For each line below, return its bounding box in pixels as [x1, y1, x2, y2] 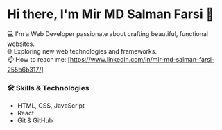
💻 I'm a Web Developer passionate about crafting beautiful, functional [7, 29, 208, 38]
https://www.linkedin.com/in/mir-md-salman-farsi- [69, 55, 215, 63]
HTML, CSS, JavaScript [17, 101, 85, 110]
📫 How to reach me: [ [7, 55, 71, 63]
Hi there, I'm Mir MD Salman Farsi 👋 [7, 6, 214, 22]
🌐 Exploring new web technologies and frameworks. [7, 47, 157, 55]
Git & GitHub [17, 116, 53, 124]
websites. [7, 40, 35, 48]
